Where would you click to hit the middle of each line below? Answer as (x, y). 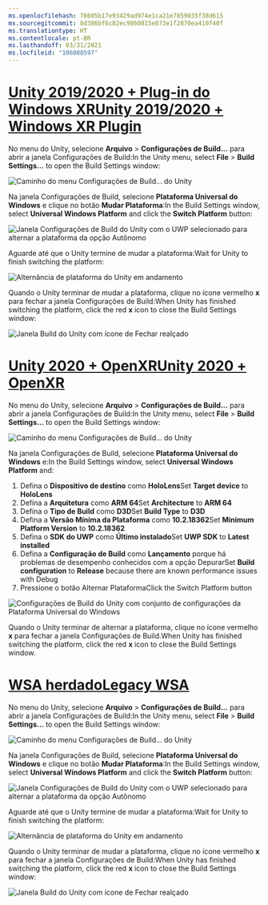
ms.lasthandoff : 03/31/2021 (55, 46)
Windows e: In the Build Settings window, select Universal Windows (121, 462)
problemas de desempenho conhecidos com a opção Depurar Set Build (137, 562)
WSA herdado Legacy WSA (99, 685)
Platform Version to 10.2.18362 (72, 528)
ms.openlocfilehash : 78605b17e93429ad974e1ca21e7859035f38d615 (116, 16)
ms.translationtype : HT (48, 30)
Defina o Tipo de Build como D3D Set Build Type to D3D (112, 511)
